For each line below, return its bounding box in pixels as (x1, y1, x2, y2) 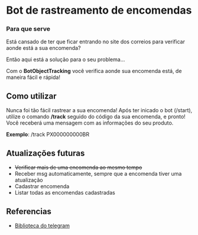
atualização (14, 176, 43, 184)
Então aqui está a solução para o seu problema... (6, 56, 125, 63)
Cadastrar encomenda (14, 183, 70, 190)
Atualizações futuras (6, 148, 85, 158)
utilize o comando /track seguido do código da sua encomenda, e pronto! (6, 113, 186, 120)
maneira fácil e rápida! (6, 74, 61, 81)
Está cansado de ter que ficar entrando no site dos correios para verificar (6, 38, 185, 45)
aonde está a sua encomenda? (6, 45, 81, 52)
